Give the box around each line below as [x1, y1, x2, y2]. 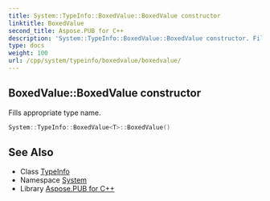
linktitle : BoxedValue [8, 19, 84, 27]
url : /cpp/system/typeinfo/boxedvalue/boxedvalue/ [8, 57, 182, 65]
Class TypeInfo [19, 166, 70, 177]
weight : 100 [8, 49, 48, 57]
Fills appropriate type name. [8, 108, 101, 117]
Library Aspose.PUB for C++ [19, 184, 115, 194]
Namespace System [19, 175, 87, 185]
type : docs [8, 42, 45, 50]
